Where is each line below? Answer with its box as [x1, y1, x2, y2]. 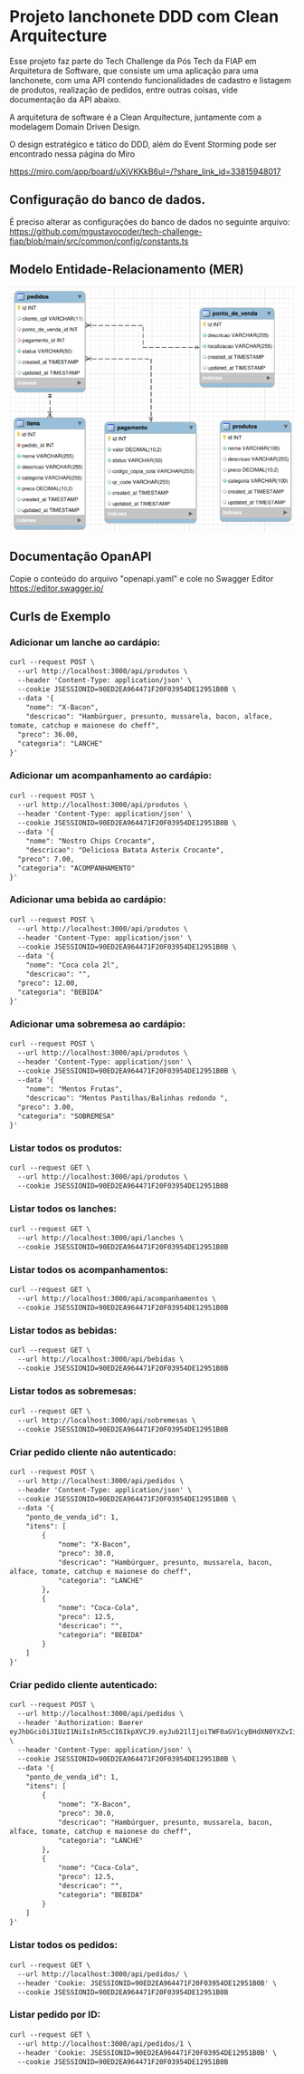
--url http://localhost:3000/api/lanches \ [17, 1233, 184, 1242]
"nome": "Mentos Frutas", [25, 1085, 124, 1094]
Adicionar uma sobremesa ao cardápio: [9, 1018, 186, 1030]
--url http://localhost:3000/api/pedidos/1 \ [17, 2039, 193, 2049]
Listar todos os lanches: [9, 1202, 118, 1215]
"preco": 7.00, [17, 854, 75, 863]
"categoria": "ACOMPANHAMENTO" [17, 863, 136, 873]
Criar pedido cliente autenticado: [9, 1678, 158, 1691]
